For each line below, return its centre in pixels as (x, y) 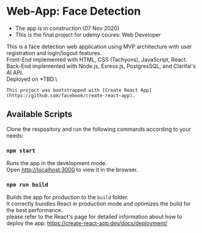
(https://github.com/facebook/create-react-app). (71, 95)
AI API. (15, 72)
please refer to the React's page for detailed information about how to (94, 217)
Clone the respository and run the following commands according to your (99, 129)
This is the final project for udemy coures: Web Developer (88, 34)
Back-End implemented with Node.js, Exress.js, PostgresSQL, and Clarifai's (101, 66)
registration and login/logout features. (54, 53)
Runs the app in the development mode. (57, 163)
